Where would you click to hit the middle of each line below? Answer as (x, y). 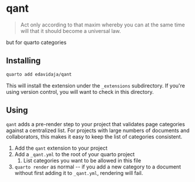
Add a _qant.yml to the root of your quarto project (74, 154)
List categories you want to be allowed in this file (82, 161)
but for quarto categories (36, 42)
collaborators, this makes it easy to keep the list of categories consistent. (94, 137)
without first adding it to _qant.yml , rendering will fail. (79, 173)
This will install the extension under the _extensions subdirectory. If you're (96, 85)
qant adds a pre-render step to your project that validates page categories (96, 124)
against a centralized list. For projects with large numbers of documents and (98, 130)
